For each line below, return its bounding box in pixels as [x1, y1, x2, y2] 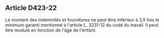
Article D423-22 [5, 4, 57, 12]
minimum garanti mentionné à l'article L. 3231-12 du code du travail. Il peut [5, 22, 159, 28]
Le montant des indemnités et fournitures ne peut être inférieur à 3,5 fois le [5, 17, 160, 22]
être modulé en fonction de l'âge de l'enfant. [5, 27, 97, 33]
